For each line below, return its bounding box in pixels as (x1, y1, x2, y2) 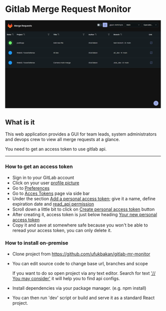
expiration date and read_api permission (12, 201, 94, 207)
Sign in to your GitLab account (12, 174, 74, 180)
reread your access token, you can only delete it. (12, 227, 112, 233)
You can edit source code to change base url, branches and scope (12, 260, 148, 266)
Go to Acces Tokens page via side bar (12, 190, 90, 196)
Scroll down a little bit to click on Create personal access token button (12, 206, 155, 212)
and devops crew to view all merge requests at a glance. (5, 137, 120, 143)
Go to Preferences (12, 185, 50, 191)
